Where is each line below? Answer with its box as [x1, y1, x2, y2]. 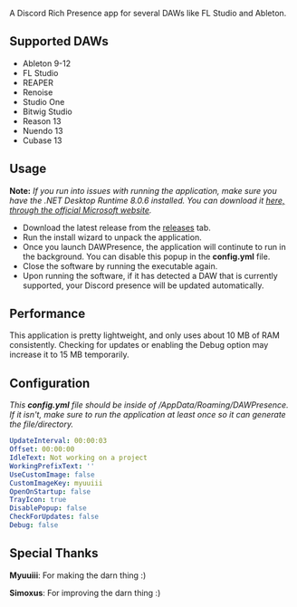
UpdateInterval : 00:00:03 [9, 437, 107, 446]
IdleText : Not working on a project [9, 453, 148, 462]
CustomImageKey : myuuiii [9, 478, 103, 487]
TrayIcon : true [9, 496, 67, 505]
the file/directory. [9, 419, 74, 429]
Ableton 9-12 [22, 58, 71, 69]
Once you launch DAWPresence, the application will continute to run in [22, 241, 287, 252]
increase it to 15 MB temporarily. [9, 349, 129, 361]
